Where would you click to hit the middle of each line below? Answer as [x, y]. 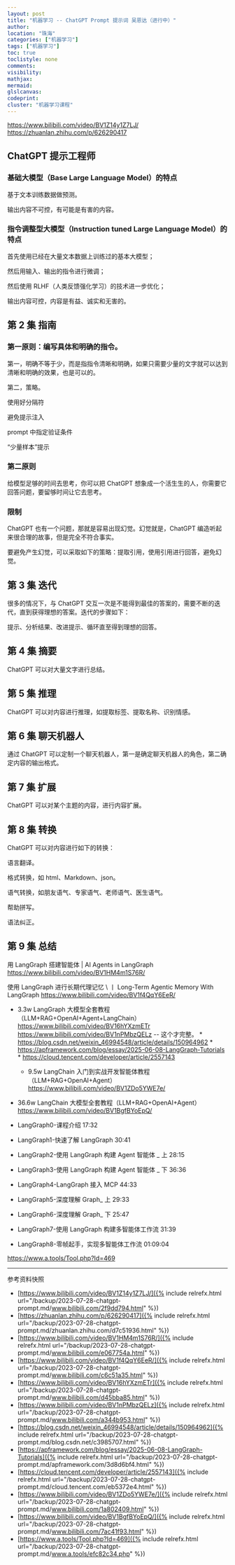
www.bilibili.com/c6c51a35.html [97, 1375]
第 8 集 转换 [32, 829]
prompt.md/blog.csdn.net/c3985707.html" [78, 1442]
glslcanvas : [24, 92]
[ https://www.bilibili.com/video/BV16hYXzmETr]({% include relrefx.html [120, 1382]
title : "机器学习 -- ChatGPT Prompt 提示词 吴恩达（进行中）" [92, 20]
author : [19, 27]
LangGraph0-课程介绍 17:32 [57, 1125]
